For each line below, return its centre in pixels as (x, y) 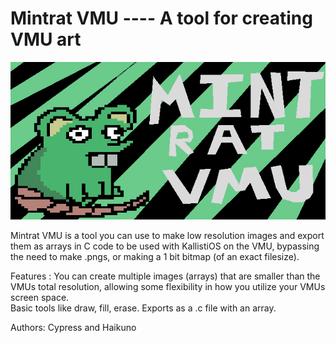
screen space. (40, 297)
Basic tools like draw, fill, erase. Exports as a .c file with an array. (143, 308)
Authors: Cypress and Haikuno (73, 327)
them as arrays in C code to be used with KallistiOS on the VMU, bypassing (165, 246)
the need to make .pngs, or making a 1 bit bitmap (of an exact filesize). (155, 256)
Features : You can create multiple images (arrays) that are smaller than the (165, 276)
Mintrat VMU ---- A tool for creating (161, 18)
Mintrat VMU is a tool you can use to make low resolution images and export (167, 235)
